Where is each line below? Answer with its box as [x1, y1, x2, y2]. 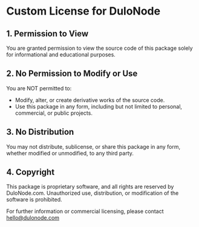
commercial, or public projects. [15, 109, 93, 117]
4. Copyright [6, 167, 55, 177]
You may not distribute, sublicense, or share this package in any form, [6, 143, 181, 150]
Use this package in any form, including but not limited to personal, [15, 103, 183, 110]
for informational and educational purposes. [6, 51, 116, 58]
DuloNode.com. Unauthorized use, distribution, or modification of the [6, 189, 179, 197]
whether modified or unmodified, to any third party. [6, 149, 134, 157]
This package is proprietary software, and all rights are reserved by [6, 183, 174, 191]
